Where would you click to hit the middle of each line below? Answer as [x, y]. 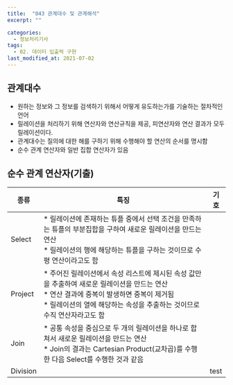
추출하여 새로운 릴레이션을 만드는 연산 [110, 284]
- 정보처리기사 [31, 39]
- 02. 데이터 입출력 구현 [45, 52]
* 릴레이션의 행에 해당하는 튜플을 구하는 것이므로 [118, 250]
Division [24, 370]
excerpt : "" [24, 20]
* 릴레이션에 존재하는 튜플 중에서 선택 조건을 [112, 219]
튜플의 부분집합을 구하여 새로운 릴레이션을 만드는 [127, 229]
